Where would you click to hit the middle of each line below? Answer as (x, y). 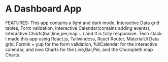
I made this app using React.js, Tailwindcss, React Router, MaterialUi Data (82, 39)
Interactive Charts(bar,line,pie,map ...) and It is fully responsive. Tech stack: (84, 33)
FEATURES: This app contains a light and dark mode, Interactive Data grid (82, 23)
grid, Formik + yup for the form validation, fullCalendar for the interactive (81, 44)
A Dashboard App (43, 9)
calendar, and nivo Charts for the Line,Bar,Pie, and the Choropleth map (79, 49)
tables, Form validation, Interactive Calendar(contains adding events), (78, 28)
